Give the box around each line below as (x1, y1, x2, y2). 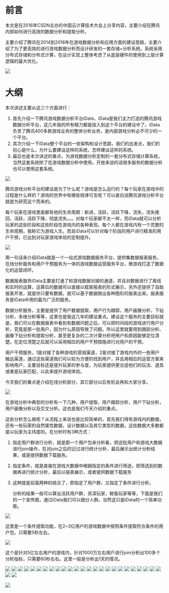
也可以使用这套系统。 (12, 166, 57, 172)
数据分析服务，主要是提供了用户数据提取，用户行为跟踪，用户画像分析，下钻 (5, 307, 164, 313)
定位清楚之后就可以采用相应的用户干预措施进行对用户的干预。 (18, 338, 146, 345)
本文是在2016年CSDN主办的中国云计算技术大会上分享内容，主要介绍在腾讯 (5, 22, 160, 28)
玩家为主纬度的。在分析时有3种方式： (14, 428, 92, 434)
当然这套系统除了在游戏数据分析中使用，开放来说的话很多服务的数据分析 (12, 159, 162, 165)
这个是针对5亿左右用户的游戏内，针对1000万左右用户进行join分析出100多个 (5, 549, 161, 555)
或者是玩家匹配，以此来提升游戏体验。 (5, 368, 84, 374)
